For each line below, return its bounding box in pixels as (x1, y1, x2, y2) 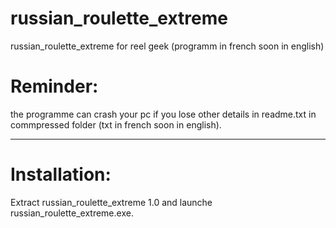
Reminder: (10, 75, 99, 98)
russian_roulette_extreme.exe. (10, 207, 134, 219)
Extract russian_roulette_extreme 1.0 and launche (10, 196, 213, 208)
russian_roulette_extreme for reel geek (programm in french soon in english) (10, 40, 325, 52)
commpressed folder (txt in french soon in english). (10, 118, 222, 131)
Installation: (10, 163, 112, 186)
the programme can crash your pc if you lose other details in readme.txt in (10, 108, 317, 120)
